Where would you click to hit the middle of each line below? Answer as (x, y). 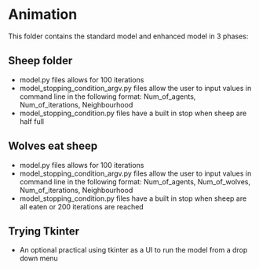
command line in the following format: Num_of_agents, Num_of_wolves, (135, 181)
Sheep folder (40, 61)
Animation (43, 15)
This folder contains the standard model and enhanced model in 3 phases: (128, 36)
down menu (39, 258)
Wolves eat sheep (53, 146)
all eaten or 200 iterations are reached (81, 206)
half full (32, 121)
